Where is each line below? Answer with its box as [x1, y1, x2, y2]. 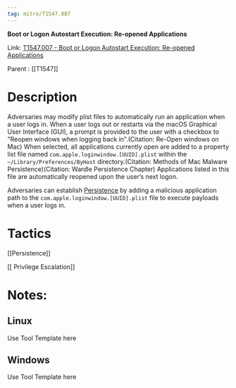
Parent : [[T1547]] [7, 64, 58, 73]
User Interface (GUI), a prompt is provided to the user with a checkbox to [7, 127, 220, 136]
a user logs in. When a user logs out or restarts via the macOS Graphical [7, 120, 217, 128]
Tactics [7, 225, 51, 242]
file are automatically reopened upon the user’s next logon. [7, 172, 178, 180]
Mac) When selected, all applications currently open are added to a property [7, 142, 230, 151]
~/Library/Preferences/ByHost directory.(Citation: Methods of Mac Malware [7, 157, 228, 165]
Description [7, 89, 77, 105]
